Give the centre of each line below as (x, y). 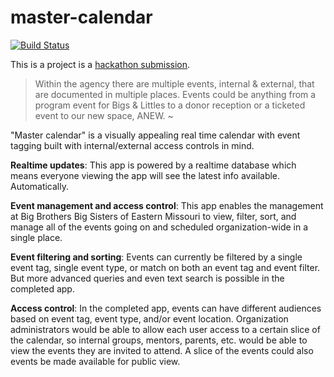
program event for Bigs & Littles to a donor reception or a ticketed (170, 105)
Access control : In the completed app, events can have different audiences (166, 308)
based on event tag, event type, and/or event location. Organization (149, 318)
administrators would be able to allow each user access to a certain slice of (165, 329)
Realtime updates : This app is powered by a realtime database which (153, 165)
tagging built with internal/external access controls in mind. (132, 145)
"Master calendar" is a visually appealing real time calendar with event (155, 135)
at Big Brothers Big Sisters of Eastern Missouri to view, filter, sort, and (153, 216)
